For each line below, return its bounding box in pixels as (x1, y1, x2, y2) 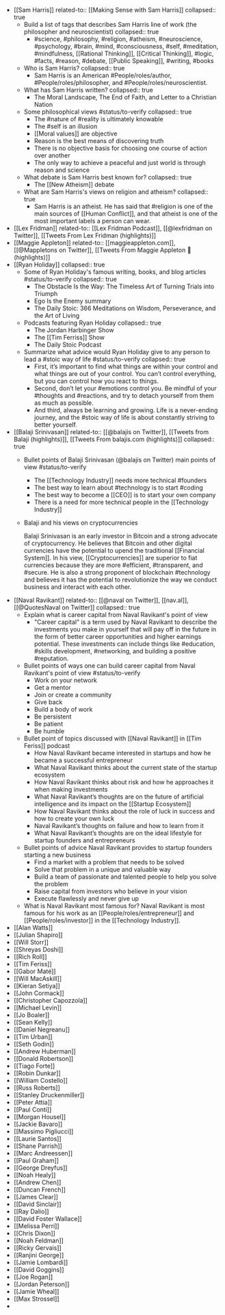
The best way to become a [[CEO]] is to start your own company (34, 491, 216, 499)
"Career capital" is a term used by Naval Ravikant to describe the (34, 618, 217, 626)
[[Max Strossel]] (13, 1294, 59, 1303)
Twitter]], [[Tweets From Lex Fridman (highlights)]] (13, 231, 156, 239)
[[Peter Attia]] (13, 1099, 53, 1106)
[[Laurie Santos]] (13, 1135, 62, 1142)
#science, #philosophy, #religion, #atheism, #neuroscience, (34, 35, 203, 43)
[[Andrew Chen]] (13, 1178, 62, 1186)
